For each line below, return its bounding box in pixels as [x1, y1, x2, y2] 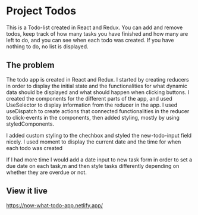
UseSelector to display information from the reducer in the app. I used [6, 101, 178, 108]
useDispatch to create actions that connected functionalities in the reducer [6, 107, 190, 114]
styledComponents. [6, 120, 55, 127]
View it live [6, 186, 48, 196]
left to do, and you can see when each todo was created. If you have [6, 36, 174, 43]
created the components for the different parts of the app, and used [6, 95, 172, 102]
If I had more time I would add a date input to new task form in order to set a [6, 156, 192, 163]
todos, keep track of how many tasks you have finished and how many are [6, 30, 188, 37]
